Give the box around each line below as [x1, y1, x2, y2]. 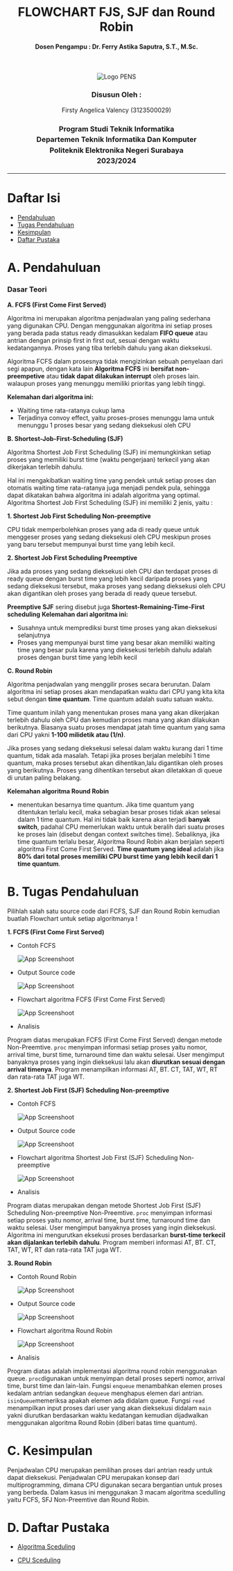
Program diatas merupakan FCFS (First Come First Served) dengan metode [7, 1036, 223, 1044]
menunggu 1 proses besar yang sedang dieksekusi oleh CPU [17, 421, 191, 429]
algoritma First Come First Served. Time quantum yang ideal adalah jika [17, 844, 224, 853]
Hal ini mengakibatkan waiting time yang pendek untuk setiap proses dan [7, 476, 216, 484]
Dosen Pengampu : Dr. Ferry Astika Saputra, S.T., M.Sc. [35, 42, 198, 51]
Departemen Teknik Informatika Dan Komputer [36, 135, 197, 145]
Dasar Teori [7, 284, 47, 294]
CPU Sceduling [17, 1556, 61, 1565]
